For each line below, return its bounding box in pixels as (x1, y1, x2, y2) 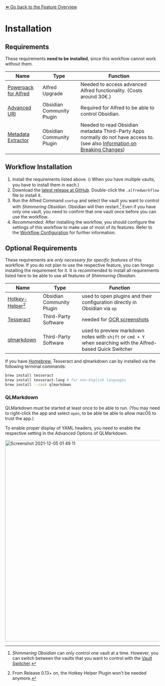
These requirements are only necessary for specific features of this (5, 257, 142, 263)
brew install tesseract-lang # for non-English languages (5, 378, 126, 383)
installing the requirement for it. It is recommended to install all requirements (5, 267, 160, 273)
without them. (5, 61, 33, 66)
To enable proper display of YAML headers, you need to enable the (5, 425, 141, 431)
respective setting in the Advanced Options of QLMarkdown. (5, 430, 128, 436)
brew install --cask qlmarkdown (5, 382, 71, 388)
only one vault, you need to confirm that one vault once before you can (12, 209, 156, 215)
